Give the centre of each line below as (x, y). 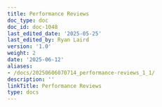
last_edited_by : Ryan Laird (48, 40)
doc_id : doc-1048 (33, 27)
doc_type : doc (28, 20)
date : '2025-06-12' (36, 60)
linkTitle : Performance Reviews (54, 86)
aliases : (20, 66)
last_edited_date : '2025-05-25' (54, 33)
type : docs (23, 92)
